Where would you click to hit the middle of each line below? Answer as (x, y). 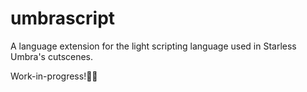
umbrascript (63, 18)
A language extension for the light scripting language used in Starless (153, 46)
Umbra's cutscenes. (52, 56)
